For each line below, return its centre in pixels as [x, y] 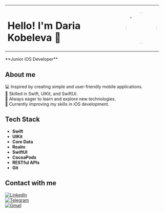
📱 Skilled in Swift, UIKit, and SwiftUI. [41, 94]
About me [20, 75]
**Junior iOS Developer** [31, 59]
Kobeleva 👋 [34, 37]
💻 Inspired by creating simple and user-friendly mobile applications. [74, 87]
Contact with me [31, 183]
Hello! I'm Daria [44, 25]
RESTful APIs [26, 162]
